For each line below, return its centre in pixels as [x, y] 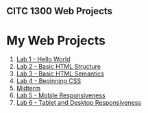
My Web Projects [56, 41]
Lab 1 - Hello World [43, 59]
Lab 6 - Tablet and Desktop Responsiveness [79, 103]
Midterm [28, 88]
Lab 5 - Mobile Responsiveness [61, 95]
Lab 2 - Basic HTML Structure [58, 67]
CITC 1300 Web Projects [60, 11]
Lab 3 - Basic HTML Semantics [60, 74]
